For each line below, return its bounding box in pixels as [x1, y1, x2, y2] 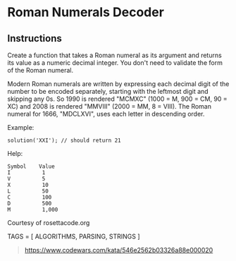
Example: [7, 123, 35, 131]
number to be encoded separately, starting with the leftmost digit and [7, 87, 209, 95]
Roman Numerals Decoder [7, 4, 164, 20]
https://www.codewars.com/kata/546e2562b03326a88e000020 [24, 246, 213, 254]
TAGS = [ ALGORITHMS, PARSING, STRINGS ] [7, 232, 140, 241]
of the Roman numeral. [7, 66, 74, 74]
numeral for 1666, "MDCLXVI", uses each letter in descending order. [7, 110, 205, 118]
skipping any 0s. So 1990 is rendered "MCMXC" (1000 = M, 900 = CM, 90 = [7, 95, 228, 103]
